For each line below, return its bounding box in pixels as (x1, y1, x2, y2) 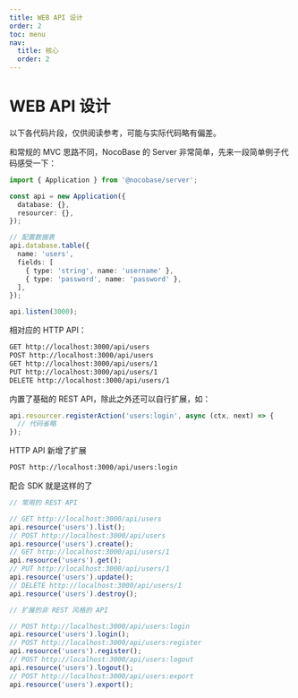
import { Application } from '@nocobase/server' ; (9, 176, 199, 185)
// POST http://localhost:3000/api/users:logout (9, 655, 194, 664)
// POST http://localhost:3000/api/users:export (9, 671, 194, 681)
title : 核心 (17, 47, 60, 56)
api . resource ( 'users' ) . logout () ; (9, 663, 134, 672)
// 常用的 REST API (9, 498, 78, 507)
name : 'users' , (17, 250, 74, 259)
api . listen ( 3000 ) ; (9, 307, 78, 316)
